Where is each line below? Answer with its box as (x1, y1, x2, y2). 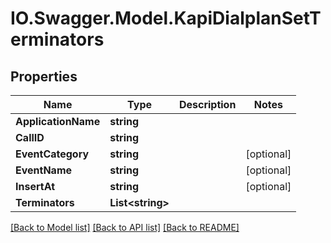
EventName (15, 163, 73, 177)
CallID (15, 131, 45, 144)
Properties (10, 68, 78, 85)
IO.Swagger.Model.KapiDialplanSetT (10, 7, 322, 30)
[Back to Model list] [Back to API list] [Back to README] (10, 222, 240, 233)
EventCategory (15, 147, 90, 161)
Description (178, 98, 237, 111)
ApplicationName (15, 115, 101, 128)
